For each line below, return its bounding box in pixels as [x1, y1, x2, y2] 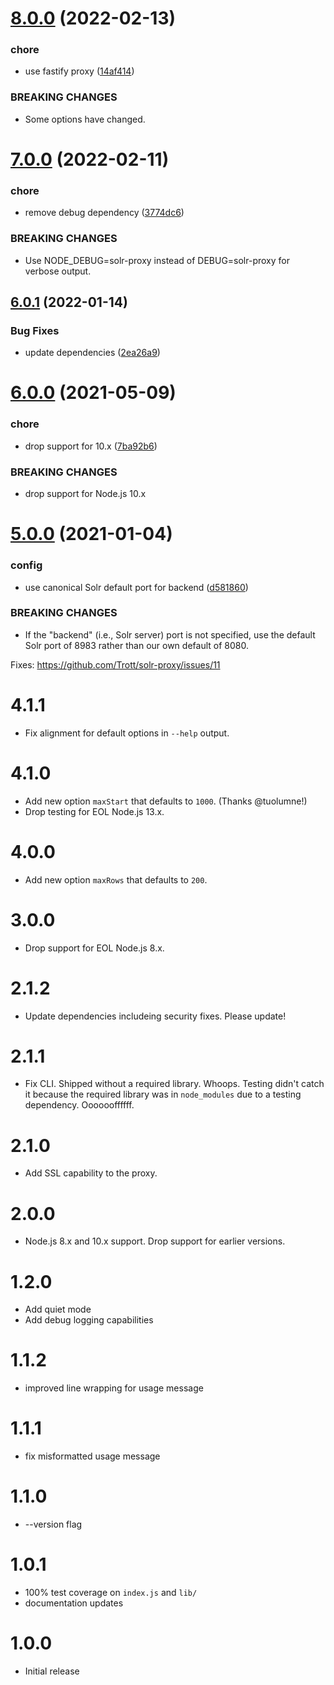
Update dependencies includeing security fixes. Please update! [24, 1010, 287, 1022]
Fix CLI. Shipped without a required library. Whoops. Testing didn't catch [24, 1078, 325, 1090]
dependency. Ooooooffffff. [24, 1099, 135, 1111]
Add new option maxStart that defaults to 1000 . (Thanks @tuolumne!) [24, 795, 308, 807]
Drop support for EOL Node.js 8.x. [24, 942, 165, 954]
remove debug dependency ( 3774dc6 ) [24, 207, 185, 219]
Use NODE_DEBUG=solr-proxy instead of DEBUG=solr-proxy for [24, 254, 290, 266]
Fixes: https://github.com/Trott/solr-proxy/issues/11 [10, 658, 221, 671]
